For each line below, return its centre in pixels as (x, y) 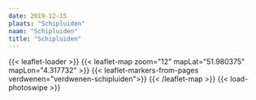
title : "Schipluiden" (45, 39)
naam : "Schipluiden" (43, 31)
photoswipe (28, 88)
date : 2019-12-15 (38, 16)
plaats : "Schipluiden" (47, 24)
